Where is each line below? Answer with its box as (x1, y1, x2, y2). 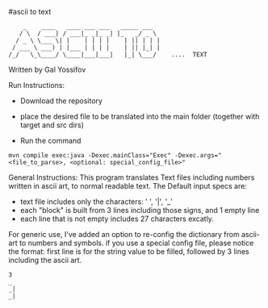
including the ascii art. (8, 256, 82, 264)
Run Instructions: (8, 81, 65, 89)
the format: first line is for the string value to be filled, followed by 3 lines (8, 247, 249, 256)
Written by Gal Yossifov (8, 65, 86, 74)
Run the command (19, 136, 82, 145)
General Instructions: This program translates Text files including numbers (8, 173, 255, 182)
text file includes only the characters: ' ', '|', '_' (19, 197, 174, 206)
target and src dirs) (19, 120, 85, 130)
